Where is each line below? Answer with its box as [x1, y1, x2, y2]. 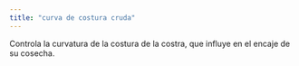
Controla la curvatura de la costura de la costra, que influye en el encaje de [9, 38, 291, 49]
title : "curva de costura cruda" [9, 13, 136, 23]
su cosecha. [9, 47, 55, 59]
